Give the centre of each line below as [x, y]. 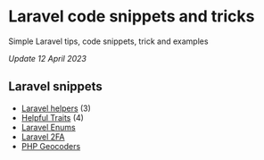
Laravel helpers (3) [56, 108]
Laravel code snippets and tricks [132, 17]
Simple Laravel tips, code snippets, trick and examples [108, 41]
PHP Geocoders [51, 146]
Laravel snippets [56, 87]
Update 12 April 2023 [47, 58]
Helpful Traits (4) [52, 117]
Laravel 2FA [43, 137]
